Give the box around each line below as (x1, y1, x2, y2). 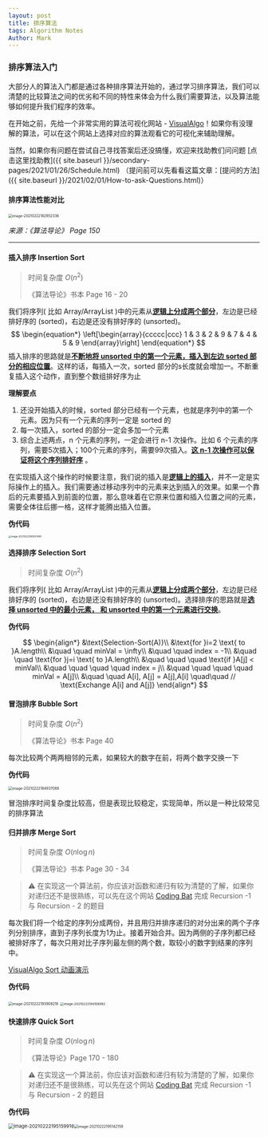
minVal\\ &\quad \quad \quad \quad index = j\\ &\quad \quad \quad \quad (14, 663, 254, 673)
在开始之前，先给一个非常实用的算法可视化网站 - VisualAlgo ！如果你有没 (8, 118, 246, 128)
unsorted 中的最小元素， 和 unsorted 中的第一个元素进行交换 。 (17, 604, 226, 614)
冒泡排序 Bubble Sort (8, 699, 78, 709)
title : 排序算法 (8, 19, 57, 27)
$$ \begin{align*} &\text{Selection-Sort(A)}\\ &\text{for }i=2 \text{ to (22, 638, 246, 647)
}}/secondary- (103, 155, 150, 164)
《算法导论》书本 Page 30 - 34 (27, 863, 130, 874)
